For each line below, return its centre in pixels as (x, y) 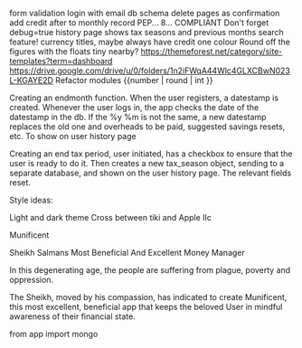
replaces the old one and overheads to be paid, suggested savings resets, (147, 127)
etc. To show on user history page (73, 136)
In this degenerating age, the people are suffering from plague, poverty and (150, 270)
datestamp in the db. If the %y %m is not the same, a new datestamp (138, 117)
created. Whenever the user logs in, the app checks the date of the (134, 107)
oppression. (32, 280)
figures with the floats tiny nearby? (74, 52)
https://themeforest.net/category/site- (212, 52)
